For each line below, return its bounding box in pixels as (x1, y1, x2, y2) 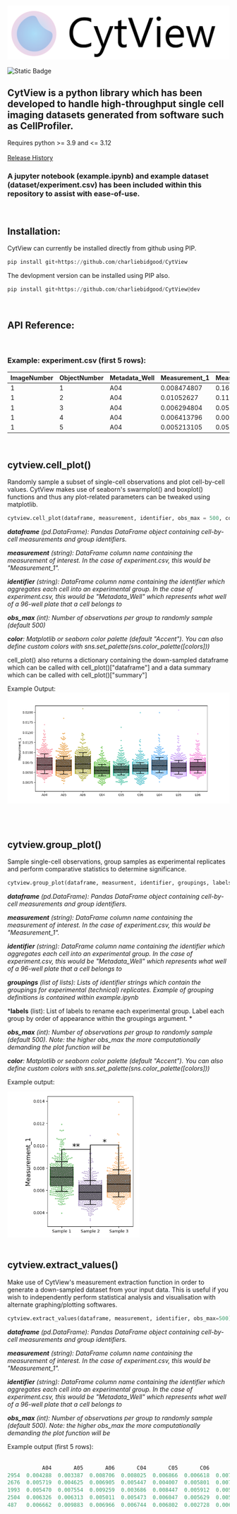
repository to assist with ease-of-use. (7, 189, 140, 199)
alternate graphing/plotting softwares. (7, 1300, 118, 1309)
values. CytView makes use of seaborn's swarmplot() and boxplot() (7, 485, 203, 494)
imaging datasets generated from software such (7, 109, 224, 121)
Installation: (7, 226, 61, 238)
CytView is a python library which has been (7, 87, 202, 99)
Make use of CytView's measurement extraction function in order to (7, 1278, 205, 1286)
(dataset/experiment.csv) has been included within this (7, 180, 202, 190)
